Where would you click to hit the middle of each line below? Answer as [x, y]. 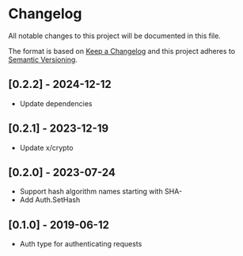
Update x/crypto [46, 147]
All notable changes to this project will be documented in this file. [115, 36]
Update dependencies [56, 103]
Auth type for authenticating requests [81, 244]
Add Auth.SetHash [50, 200]
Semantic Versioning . [43, 59]
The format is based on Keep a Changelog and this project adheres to [122, 51]
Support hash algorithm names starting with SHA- [101, 192]
